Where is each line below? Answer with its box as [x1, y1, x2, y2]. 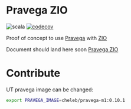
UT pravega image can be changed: [6, 86, 93, 93]
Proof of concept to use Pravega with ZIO [6, 34, 107, 41]
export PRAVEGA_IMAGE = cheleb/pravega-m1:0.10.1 [6, 97, 126, 103]
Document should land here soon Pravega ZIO [6, 45, 119, 53]
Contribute [6, 67, 61, 80]
